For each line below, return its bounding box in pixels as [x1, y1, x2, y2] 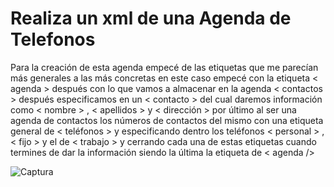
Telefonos [10, 28, 96, 51]
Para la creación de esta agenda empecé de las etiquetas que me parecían [10, 61, 319, 73]
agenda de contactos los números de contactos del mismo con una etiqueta [10, 114, 324, 126]
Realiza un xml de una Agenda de [10, 7, 292, 30]
